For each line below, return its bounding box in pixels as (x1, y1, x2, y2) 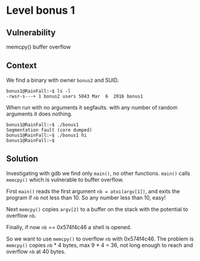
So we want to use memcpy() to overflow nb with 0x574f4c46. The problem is (6, 235, 194, 242)
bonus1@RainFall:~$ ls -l (6, 88, 71, 94)
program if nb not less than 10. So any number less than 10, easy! (6, 194, 166, 201)
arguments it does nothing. (6, 110, 73, 117)
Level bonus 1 (6, 4, 75, 17)
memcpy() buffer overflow (6, 43, 71, 50)
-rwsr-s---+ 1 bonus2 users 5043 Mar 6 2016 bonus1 (6, 93, 144, 99)
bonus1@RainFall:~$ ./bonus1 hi (6, 132, 87, 138)
